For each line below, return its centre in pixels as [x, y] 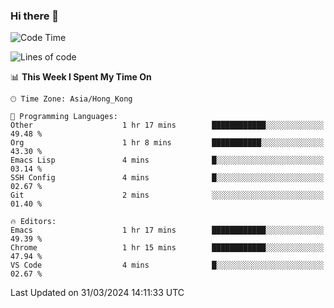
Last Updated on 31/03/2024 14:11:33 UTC [97, 293]
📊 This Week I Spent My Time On [81, 77]
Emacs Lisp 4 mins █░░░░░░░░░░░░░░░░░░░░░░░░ [167, 160]
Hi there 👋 [35, 16]
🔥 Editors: [33, 222]
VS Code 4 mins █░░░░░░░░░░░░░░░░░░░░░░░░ [167, 265]
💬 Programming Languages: [64, 117]
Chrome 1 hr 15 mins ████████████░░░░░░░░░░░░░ [167, 248]
